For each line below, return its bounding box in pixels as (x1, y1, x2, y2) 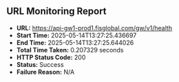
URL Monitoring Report (6, 6, 107, 17)
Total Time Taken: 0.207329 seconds (16, 45, 124, 54)
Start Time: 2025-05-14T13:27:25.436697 (16, 31, 137, 39)
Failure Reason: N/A (16, 68, 75, 76)
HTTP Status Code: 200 (16, 53, 86, 61)
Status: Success (16, 60, 64, 68)
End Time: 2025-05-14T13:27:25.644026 (16, 38, 134, 47)
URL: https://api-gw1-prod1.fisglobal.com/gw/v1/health (16, 23, 173, 32)
